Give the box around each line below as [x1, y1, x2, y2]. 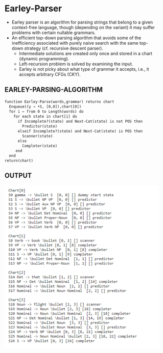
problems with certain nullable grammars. [11, 29, 96, 35]
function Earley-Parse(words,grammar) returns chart [4, 99, 115, 104]
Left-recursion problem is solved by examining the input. [19, 61, 133, 67]
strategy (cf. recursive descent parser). [24, 45, 103, 51]
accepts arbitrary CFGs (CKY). [19, 71, 81, 77]
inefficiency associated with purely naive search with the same [11, 40, 139, 46]
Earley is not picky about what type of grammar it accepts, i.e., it [19, 66, 149, 72]
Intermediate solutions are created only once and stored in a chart [19, 50, 153, 56]
